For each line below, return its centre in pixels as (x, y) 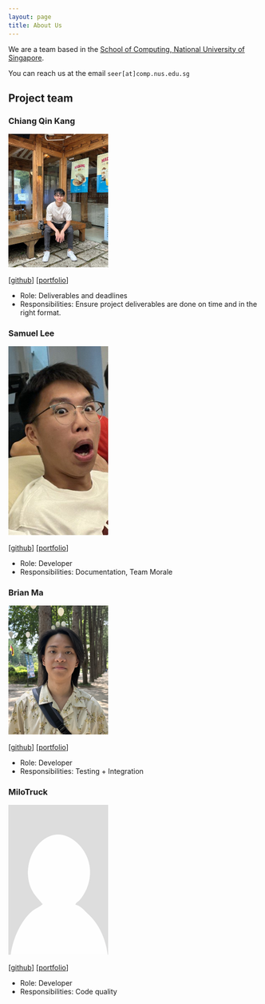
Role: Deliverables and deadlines (73, 295)
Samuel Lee (32, 333)
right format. (40, 313)
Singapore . (26, 58)
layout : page (30, 17)
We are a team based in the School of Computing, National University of (127, 49)
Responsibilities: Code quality (68, 992)
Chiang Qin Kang (42, 121)
